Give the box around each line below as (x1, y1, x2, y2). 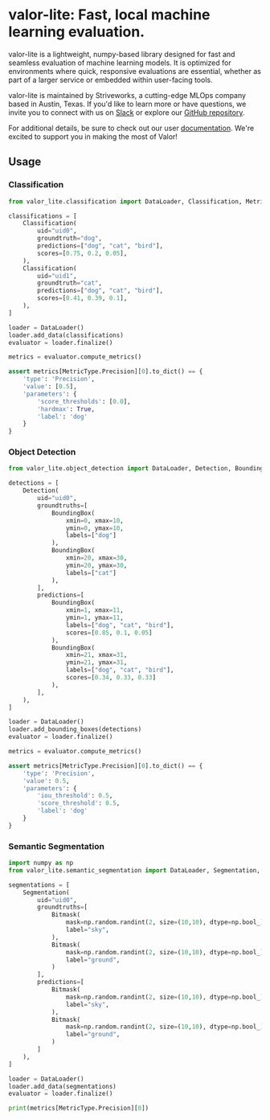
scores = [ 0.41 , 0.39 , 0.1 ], (37, 294, 128, 302)
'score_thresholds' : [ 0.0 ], (37, 397, 131, 405)
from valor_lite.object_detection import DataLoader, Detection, (8, 465, 231, 473)
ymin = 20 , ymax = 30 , (65, 561, 128, 569)
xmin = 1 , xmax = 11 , (65, 606, 125, 614)
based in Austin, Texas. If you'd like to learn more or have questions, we (8, 99, 247, 109)
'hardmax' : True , (37, 404, 95, 413)
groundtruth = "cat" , (37, 279, 103, 287)
